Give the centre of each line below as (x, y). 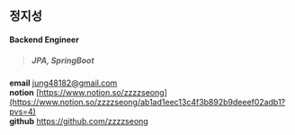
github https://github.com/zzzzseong (79, 121)
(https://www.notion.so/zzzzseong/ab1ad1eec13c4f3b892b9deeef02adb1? (147, 102)
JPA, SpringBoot (63, 60)
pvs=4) (22, 112)
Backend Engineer (44, 40)
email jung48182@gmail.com (63, 83)
